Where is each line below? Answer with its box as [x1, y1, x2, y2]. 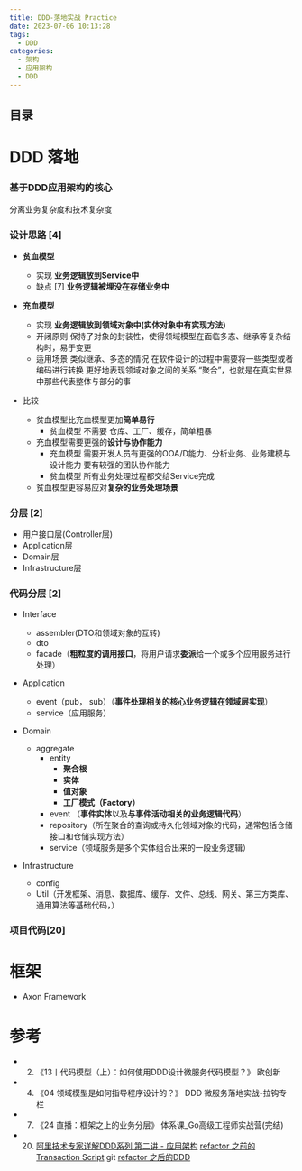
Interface [22, 608, 57, 619]
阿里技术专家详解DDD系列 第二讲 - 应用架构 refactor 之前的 [35, 1140, 256, 1151]
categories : [9, 47, 54, 56]
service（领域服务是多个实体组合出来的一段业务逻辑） [49, 842, 251, 853]
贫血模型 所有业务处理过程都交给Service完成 [49, 470, 215, 481]
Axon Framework [22, 991, 87, 1002]
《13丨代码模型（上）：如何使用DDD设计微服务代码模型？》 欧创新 [35, 1066, 281, 1078]
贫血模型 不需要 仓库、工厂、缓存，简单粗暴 [49, 425, 213, 436]
